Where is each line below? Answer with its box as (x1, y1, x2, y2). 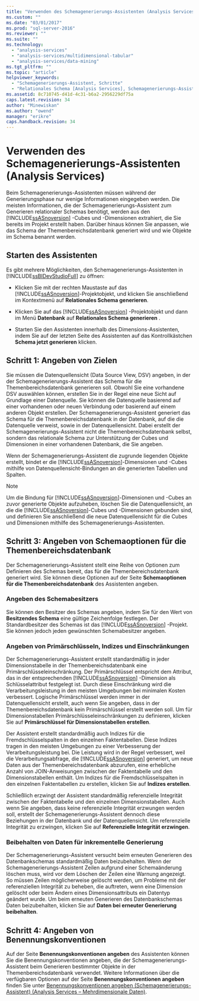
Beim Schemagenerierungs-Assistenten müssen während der (6, 189, 156, 196)
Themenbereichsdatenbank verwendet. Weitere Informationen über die (6, 970, 179, 977)
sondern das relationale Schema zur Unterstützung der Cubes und (6, 434, 169, 442)
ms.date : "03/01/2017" (6, 20, 62, 25)
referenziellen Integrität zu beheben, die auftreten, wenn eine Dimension (6, 883, 183, 890)
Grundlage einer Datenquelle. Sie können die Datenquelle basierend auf (6, 396, 181, 404)
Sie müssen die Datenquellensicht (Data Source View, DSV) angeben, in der (6, 371, 191, 378)
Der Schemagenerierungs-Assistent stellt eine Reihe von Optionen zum (6, 561, 180, 568)
